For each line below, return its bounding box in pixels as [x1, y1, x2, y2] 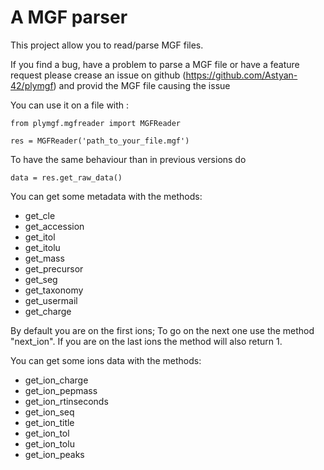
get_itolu [24, 241, 61, 253]
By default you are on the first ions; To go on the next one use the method [10, 324, 315, 336]
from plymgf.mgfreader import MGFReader [10, 118, 182, 128]
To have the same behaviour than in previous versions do [10, 153, 247, 165]
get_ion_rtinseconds [24, 395, 109, 407]
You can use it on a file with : [10, 99, 130, 111]
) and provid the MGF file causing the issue [53, 79, 231, 91]
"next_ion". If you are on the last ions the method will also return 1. [10, 335, 283, 347]
